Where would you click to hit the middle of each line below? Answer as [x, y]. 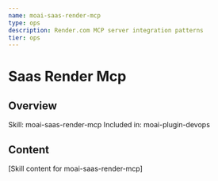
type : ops [25, 23]
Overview [33, 106]
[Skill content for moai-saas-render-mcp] [75, 169]
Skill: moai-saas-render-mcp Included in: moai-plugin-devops [109, 125]
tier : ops [25, 38]
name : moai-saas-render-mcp [55, 15]
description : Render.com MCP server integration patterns [106, 30]
